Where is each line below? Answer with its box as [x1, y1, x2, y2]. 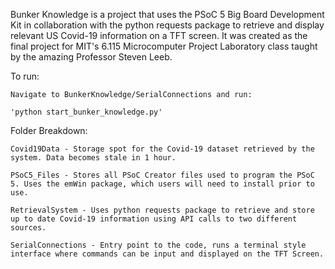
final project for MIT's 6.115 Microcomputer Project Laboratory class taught [10, 40, 318, 52]
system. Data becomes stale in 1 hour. [10, 153, 177, 163]
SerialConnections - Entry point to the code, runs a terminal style [10, 240, 307, 250]
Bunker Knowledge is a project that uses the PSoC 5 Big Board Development [10, 9, 325, 20]
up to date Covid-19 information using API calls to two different [10, 214, 298, 224]
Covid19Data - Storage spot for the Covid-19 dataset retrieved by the [10, 144, 315, 154]
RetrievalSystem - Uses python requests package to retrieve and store [10, 205, 315, 215]
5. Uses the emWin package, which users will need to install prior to [10, 179, 315, 189]
